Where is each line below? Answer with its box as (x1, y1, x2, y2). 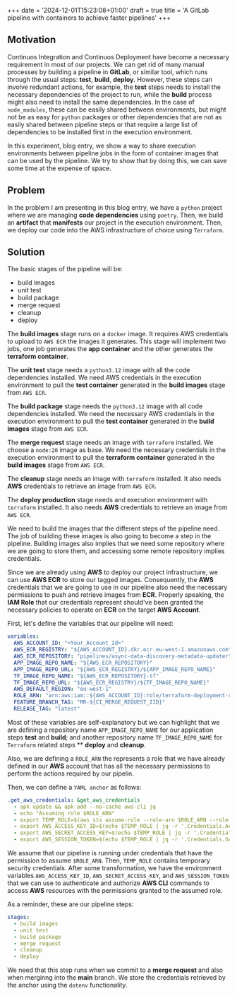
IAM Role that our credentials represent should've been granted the (7, 598, 205, 607)
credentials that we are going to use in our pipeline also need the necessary (7, 583, 228, 592)
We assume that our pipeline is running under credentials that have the (7, 849, 213, 858)
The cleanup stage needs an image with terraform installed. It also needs (7, 475, 221, 483)
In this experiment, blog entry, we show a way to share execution (7, 141, 196, 150)
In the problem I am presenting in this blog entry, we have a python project (7, 203, 222, 211)
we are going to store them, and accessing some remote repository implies (7, 547, 225, 555)
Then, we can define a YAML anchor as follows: (7, 783, 142, 791)
